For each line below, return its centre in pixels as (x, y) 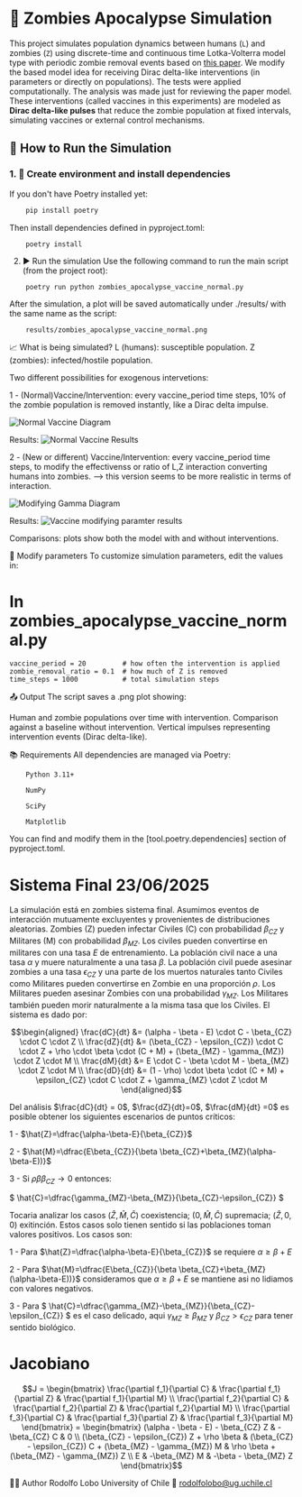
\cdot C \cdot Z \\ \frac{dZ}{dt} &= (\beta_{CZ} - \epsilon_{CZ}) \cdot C (151, 1042)
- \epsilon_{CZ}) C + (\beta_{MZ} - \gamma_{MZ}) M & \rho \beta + (151, 1446)
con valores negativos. (51, 1289)
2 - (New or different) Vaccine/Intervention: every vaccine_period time (140, 457)
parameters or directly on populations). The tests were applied (125, 81)
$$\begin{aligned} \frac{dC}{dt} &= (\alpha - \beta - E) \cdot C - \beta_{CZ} (151, 1032)
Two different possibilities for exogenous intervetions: (109, 377)
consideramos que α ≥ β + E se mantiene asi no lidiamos (188, 1279)
